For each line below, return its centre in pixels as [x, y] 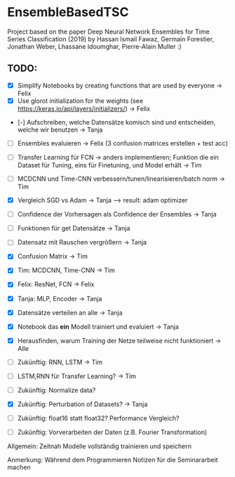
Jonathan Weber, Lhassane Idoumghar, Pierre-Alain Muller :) [95, 46]
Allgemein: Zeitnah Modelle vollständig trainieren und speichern [99, 446]
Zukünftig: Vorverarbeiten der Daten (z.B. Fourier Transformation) [112, 432]
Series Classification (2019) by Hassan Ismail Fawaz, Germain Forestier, [111, 39]
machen [19, 467]
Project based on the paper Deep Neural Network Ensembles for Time [108, 32]
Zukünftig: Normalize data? [56, 390]
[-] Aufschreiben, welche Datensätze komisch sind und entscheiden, [116, 122]
